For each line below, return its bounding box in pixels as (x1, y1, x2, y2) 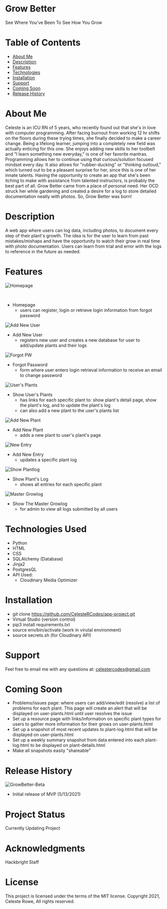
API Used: (12, 571, 33, 577)
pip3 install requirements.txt (12, 621, 70, 627)
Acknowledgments (5, 843, 86, 854)
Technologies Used (5, 523, 87, 535)
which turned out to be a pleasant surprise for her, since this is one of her (5, 167, 156, 173)
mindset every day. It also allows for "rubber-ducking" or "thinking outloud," (5, 162, 161, 168)
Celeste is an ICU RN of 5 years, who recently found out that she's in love (5, 124, 156, 130)
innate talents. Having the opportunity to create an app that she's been (5, 172, 151, 178)
